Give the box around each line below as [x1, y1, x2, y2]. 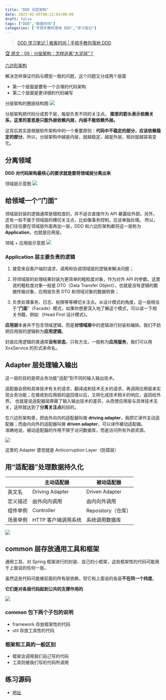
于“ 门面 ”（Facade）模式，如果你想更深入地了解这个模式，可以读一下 [12, 306, 153, 312]
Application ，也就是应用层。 [5, 229, 64, 235]
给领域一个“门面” [5, 196, 58, 205]
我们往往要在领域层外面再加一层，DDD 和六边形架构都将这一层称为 [5, 223, 142, 229]
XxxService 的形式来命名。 [5, 345, 60, 351]
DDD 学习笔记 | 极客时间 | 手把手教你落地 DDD [17, 40, 112, 46]
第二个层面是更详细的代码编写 [12, 90, 73, 96]
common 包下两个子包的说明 [5, 609, 74, 616]
